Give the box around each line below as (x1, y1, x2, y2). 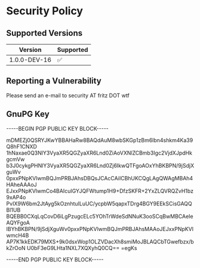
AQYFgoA (6, 219, 30, 226)
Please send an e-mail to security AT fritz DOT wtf (6, 91, 130, 99)
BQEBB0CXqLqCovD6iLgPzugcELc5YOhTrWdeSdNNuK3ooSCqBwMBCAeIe (6, 212, 193, 220)
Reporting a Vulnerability (6, 76, 101, 86)
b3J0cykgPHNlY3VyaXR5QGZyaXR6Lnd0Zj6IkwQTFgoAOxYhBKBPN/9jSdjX (6, 162, 195, 169)
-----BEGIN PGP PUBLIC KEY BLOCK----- (6, 125, 109, 132)
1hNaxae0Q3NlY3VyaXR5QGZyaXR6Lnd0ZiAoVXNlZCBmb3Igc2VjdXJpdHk (6, 149, 193, 156)
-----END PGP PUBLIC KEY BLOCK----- (6, 255, 104, 263)
